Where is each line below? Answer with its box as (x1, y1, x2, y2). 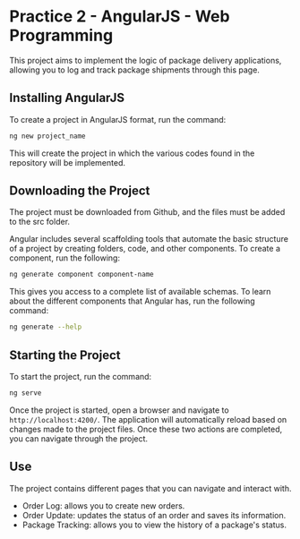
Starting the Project (9, 347, 121, 363)
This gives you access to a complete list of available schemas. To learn (9, 287, 271, 297)
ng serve (9, 389, 42, 398)
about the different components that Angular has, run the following (9, 295, 255, 306)
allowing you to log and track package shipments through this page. (9, 64, 260, 75)
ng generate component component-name (9, 270, 154, 279)
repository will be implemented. (9, 157, 126, 167)
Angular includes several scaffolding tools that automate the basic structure (9, 234, 289, 244)
